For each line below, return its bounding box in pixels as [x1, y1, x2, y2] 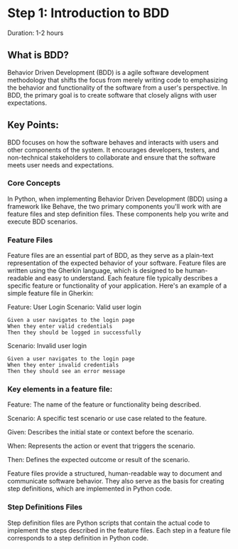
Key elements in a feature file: [7, 385, 113, 394]
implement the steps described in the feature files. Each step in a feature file [7, 526, 231, 535]
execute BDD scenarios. [7, 217, 78, 226]
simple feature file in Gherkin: [7, 289, 94, 298]
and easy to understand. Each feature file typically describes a [34, 274, 218, 283]
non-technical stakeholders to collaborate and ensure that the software [7, 153, 216, 162]
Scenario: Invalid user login [7, 342, 87, 350]
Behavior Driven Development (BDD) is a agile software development [7, 68, 210, 76]
